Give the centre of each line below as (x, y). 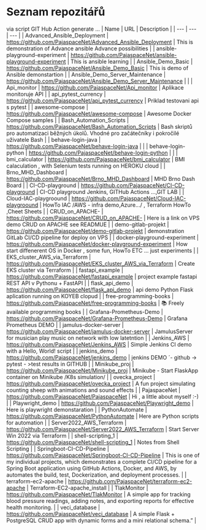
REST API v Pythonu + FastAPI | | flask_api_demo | (70, 283)
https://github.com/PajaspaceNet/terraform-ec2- (130, 481)
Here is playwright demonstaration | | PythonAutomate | (77, 409)
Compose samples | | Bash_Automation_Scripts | (68, 120)
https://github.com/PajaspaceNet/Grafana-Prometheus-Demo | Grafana (97, 318)
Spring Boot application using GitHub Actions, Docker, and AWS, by (91, 468)
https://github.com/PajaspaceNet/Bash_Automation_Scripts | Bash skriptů (100, 126)
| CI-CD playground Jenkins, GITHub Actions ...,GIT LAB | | (110, 191)
